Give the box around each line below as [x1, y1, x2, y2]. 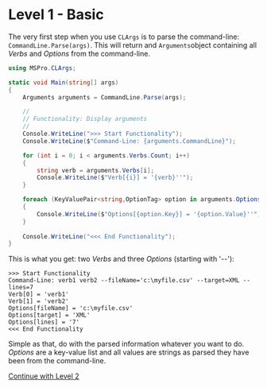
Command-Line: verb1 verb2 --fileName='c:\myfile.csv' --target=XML [8, 277, 240, 285]
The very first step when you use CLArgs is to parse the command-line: [8, 32, 240, 41]
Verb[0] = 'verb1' [8, 290, 69, 299]
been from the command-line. [8, 356, 106, 366]
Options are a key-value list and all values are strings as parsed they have [8, 347, 250, 357]
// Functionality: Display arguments [22, 115, 148, 123]
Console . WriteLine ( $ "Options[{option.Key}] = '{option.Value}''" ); [37, 210, 265, 218]
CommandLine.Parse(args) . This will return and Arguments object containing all [8, 40, 257, 49]
